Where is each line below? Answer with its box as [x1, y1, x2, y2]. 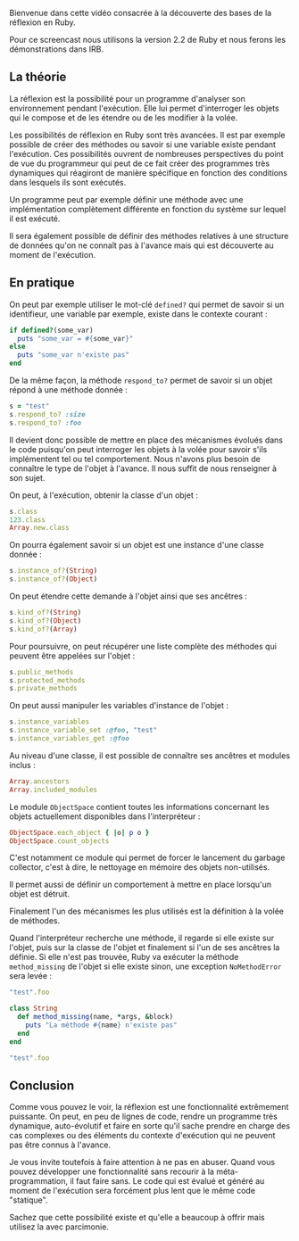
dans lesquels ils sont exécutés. [9, 177, 127, 187]
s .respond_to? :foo [9, 418, 82, 427]
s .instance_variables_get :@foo [9, 734, 129, 743]
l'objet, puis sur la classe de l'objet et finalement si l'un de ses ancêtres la [9, 942, 280, 953]
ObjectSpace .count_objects [9, 836, 110, 846]
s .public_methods [9, 667, 74, 676]
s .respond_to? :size [9, 410, 87, 418]
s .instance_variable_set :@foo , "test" [9, 726, 158, 735]
